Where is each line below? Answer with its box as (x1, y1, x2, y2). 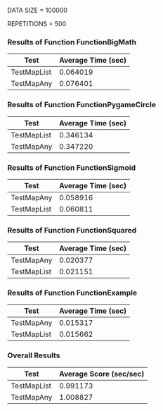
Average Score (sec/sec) (59, 369, 145, 379)
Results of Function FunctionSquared (7, 225, 137, 235)
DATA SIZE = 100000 (7, 6, 68, 14)
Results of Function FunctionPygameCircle (7, 100, 157, 110)
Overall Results (7, 350, 60, 360)
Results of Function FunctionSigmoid (7, 162, 136, 172)
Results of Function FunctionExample (7, 288, 138, 298)
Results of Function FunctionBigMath (7, 37, 137, 47)
